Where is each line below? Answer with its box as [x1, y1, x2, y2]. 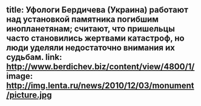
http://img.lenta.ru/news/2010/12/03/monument [6, 81, 195, 91]
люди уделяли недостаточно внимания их [6, 42, 176, 53]
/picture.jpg [6, 90, 52, 101]
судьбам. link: [6, 52, 62, 62]
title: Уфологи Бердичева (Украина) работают [6, 5, 189, 15]
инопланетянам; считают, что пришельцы [6, 24, 176, 34]
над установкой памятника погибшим [6, 15, 159, 25]
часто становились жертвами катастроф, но [6, 33, 185, 44]
